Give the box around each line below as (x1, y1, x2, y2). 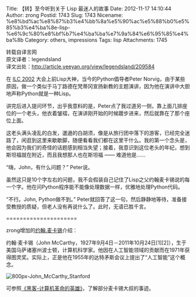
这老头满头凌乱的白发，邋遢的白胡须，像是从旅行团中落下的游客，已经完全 (6, 130, 185, 136)
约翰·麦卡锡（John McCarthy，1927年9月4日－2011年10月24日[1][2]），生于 (6, 239, 187, 246)
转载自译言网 (6, 48, 37, 55)
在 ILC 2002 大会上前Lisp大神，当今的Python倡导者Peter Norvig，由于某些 (6, 75, 185, 82)
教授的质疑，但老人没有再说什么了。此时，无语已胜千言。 (10, 203, 149, 210)
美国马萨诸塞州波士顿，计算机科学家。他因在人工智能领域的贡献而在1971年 (6, 247, 185, 253)
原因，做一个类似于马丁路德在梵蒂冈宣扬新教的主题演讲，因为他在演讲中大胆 (6, 83, 190, 89)
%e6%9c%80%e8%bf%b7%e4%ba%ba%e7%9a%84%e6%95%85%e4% (6, 30, 189, 37)
